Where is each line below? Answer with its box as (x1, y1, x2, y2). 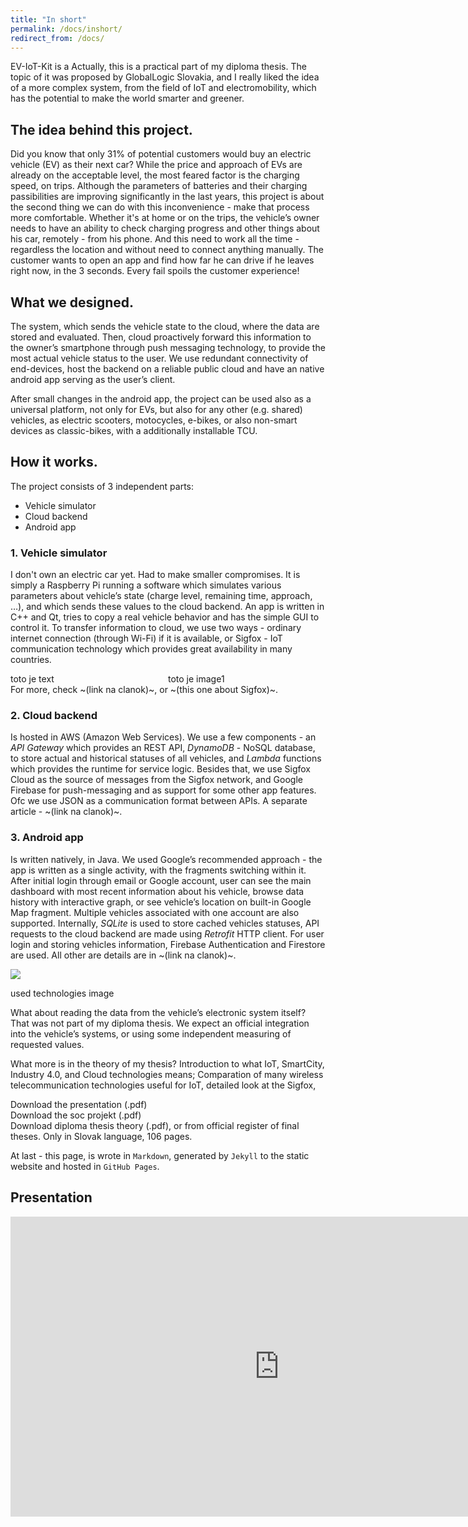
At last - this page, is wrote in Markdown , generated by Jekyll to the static (10, 1149, 310, 1161)
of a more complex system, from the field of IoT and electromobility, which (10, 82, 317, 94)
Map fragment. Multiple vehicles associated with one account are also (10, 906, 300, 918)
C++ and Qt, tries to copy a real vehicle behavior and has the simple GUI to (10, 611, 320, 623)
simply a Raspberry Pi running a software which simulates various (10, 579, 282, 591)
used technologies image (10, 987, 115, 999)
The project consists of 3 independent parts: (10, 480, 195, 492)
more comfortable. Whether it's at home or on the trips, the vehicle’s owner (10, 212, 320, 224)
